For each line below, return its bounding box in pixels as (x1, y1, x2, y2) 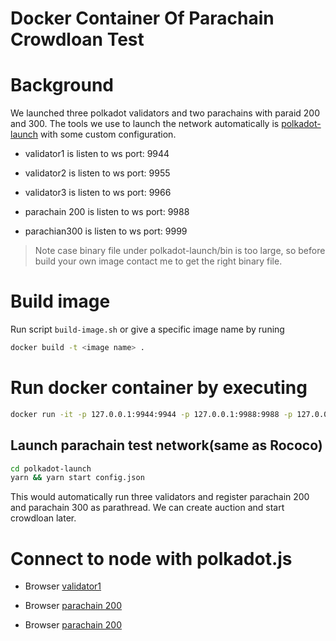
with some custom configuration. (40, 128, 177, 141)
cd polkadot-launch (10, 463, 92, 474)
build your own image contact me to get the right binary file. (34, 255, 283, 267)
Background (10, 74, 114, 97)
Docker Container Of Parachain (10, 7, 275, 30)
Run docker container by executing (10, 377, 308, 399)
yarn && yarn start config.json (10, 473, 145, 483)
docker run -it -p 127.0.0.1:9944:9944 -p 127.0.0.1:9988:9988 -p (10, 409, 293, 419)
